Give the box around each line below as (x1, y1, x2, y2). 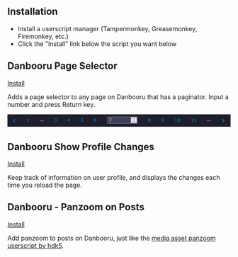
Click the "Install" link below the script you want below (17, 39, 177, 48)
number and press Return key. (7, 100, 96, 108)
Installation (7, 6, 58, 18)
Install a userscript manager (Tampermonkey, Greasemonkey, (17, 24, 198, 33)
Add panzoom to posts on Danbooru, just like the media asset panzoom (7, 234, 216, 242)
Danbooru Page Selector (7, 60, 118, 72)
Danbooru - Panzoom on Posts (7, 201, 145, 213)
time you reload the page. (7, 181, 83, 189)
